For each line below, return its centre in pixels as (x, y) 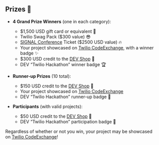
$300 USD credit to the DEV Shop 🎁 (57, 59)
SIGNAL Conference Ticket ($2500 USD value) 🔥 (71, 42)
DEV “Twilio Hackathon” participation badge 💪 (68, 121)
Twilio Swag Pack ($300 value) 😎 (55, 36)
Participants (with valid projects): (47, 106)
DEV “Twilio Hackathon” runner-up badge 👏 (65, 96)
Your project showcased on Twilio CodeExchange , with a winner (87, 47)
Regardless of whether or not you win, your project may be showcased (79, 131)
